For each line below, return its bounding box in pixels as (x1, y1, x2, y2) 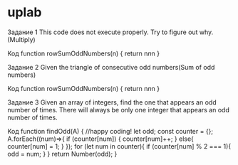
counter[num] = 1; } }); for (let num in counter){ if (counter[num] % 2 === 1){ (7, 142, 232, 150)
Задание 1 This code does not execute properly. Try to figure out (7, 28, 198, 36)
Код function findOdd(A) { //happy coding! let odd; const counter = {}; (7, 127, 214, 135)
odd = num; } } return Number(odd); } (7, 149, 118, 158)
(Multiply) (7, 35, 36, 43)
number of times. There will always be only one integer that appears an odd (7, 105, 229, 114)
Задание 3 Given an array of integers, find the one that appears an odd (7, 97, 217, 107)
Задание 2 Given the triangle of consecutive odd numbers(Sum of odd (7, 63, 215, 71)
